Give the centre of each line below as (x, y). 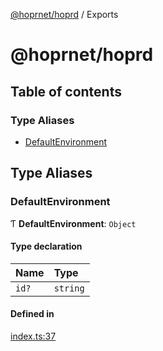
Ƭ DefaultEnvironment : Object (73, 223)
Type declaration (46, 246)
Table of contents (66, 91)
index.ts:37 (33, 336)
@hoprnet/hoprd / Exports (64, 14)
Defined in (32, 314)
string (69, 288)
